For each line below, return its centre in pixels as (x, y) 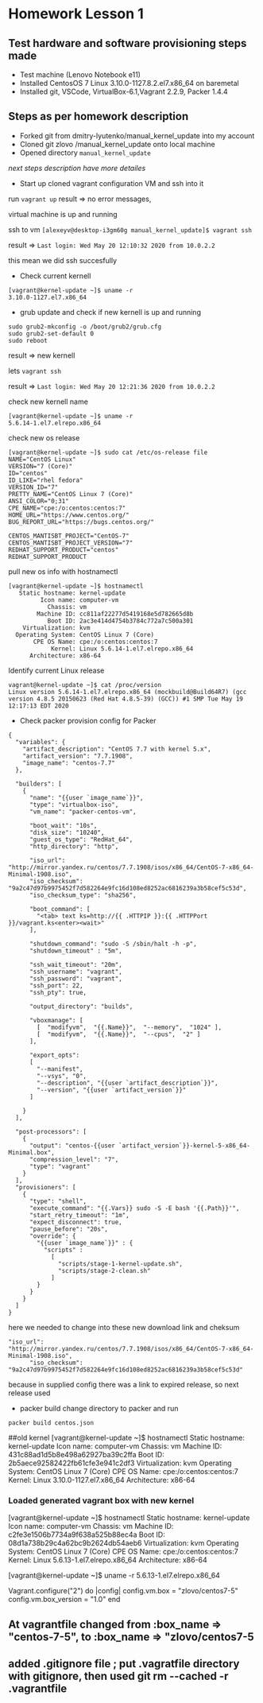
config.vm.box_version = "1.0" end (64, 1600)
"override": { (53, 1236)
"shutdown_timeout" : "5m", (76, 951)
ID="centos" (28, 473)
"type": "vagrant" (60, 1166)
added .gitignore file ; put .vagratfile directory (124, 1664)
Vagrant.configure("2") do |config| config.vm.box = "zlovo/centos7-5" (123, 1591)
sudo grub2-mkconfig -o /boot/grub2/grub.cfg (85, 327)
